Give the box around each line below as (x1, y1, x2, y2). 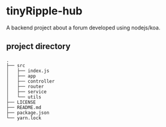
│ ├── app (6, 73, 36, 79)
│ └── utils (6, 94, 42, 100)
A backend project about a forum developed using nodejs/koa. (6, 24, 161, 31)
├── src (6, 62, 26, 68)
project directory (6, 41, 71, 52)
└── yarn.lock (6, 115, 42, 121)
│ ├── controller (6, 78, 55, 84)
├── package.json (6, 110, 50, 116)
